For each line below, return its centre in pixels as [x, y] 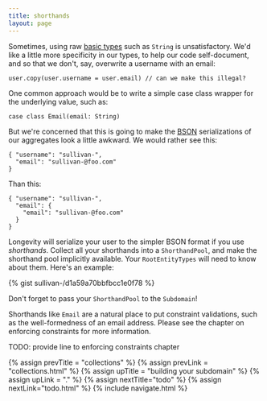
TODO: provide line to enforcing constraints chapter [94, 346]
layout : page [30, 23]
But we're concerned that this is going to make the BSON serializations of [130, 131]
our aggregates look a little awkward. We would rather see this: [113, 140]
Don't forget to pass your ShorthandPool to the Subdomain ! [103, 298]
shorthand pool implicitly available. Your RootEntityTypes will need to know [132, 258]
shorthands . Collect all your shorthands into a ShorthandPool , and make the [133, 250]
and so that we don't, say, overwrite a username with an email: [112, 63]
